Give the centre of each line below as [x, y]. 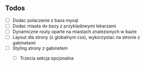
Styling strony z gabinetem [40, 48]
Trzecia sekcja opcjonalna [47, 58]
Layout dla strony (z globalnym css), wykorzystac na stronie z [76, 37]
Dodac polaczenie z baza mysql [45, 20]
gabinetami [24, 43]
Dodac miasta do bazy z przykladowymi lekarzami [64, 26]
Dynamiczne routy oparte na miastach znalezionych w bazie [74, 31]
